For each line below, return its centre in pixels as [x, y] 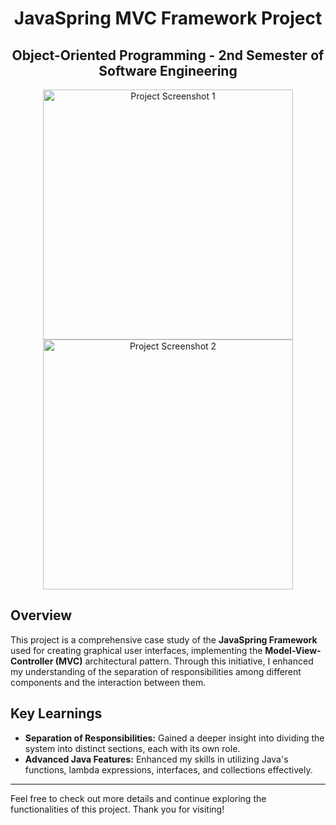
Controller [32, 661]
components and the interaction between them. [108, 682]
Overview [41, 615]
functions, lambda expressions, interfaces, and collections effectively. [168, 769]
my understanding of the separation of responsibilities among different [156, 671]
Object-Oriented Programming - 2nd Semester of [168, 55]
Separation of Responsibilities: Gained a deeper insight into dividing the [174, 738]
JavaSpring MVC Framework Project [168, 18]
